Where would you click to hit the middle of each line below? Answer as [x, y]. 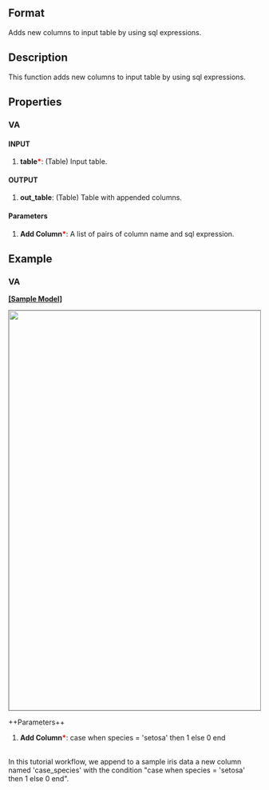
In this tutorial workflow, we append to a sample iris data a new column [125, 762]
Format [27, 13]
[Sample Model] [35, 299]
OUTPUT [23, 180]
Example [30, 259]
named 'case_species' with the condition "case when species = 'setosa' [127, 770]
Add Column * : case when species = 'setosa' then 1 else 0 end [123, 738]
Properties [35, 102]
